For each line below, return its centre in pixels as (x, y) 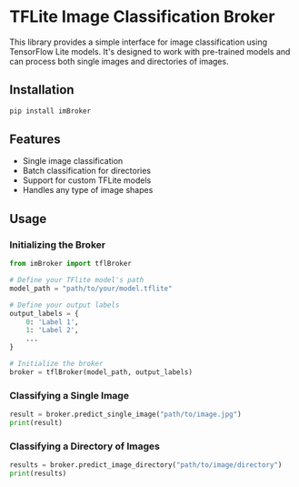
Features (35, 140)
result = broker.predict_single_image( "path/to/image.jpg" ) (126, 415)
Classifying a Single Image (70, 395)
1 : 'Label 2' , (52, 330)
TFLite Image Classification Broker (142, 17)
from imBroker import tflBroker (70, 264)
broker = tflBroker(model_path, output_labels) (101, 372)
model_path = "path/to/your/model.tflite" (91, 289)
